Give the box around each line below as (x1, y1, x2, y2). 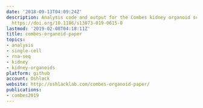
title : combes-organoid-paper (6, 31, 83, 37)
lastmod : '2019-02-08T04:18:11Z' (6, 25, 91, 32)
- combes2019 (6, 92, 39, 98)
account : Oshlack (6, 76, 50, 82)
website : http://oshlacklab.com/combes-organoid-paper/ (6, 82, 150, 88)
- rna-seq (6, 53, 31, 59)
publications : (6, 87, 42, 93)
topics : (6, 37, 26, 43)
